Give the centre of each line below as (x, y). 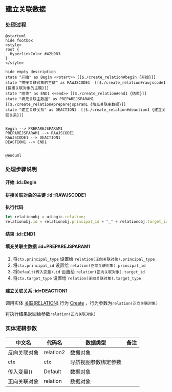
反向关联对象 (24, 353)
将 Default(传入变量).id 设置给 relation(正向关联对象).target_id (79, 271)
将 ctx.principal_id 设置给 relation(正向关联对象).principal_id (79, 265)
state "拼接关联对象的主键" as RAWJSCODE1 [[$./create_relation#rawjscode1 (85, 83)
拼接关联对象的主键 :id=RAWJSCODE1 (46, 195)
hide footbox (19, 40)
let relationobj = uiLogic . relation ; (46, 217)
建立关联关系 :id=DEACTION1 (36, 291)
